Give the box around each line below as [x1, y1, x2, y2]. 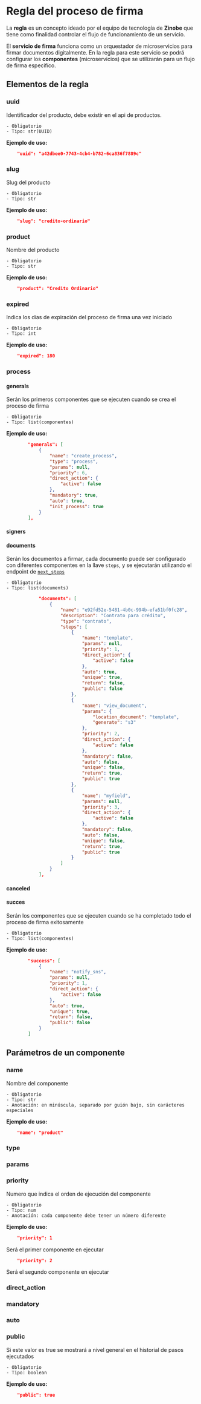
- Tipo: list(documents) [6, 585, 69, 591]
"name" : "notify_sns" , [49, 969, 107, 975]
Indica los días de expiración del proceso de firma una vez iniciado [6, 314, 173, 321]
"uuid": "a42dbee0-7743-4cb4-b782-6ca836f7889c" [17, 150, 142, 157]
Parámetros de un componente [6, 1048, 126, 1058]
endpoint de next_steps [6, 568, 65, 575]
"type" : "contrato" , [60, 618, 112, 624]
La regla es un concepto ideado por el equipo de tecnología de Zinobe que [6, 24, 193, 31]
